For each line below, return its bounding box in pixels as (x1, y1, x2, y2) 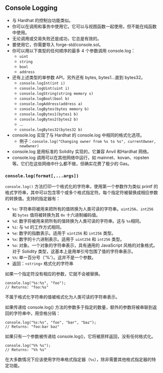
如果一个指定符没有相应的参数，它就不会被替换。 (5, 271, 103, 277)
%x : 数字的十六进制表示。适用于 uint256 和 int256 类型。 (12, 237, 125, 242)
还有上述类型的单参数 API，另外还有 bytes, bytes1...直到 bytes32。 (12, 74, 146, 80)
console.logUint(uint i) (19, 86, 70, 91)
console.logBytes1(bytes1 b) (19, 112, 79, 117)
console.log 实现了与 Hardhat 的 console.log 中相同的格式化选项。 (12, 132, 145, 138)
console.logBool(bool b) (19, 96, 70, 101)
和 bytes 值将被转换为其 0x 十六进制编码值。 (12, 212, 100, 218)
